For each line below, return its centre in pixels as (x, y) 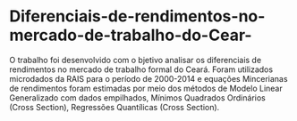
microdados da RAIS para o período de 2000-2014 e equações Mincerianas (148, 78)
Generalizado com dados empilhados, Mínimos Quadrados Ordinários (137, 97)
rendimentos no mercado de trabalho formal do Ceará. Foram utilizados (141, 69)
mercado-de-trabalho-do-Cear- (131, 35)
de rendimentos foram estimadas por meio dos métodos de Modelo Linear (146, 88)
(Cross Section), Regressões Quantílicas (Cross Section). (115, 107)
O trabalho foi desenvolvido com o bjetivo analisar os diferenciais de (136, 60)
